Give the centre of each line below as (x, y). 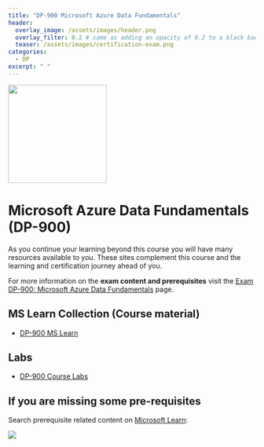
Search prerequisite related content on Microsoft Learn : (98, 420)
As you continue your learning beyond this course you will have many (121, 249)
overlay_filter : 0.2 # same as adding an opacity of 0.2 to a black (130, 37)
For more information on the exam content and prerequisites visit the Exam (131, 280)
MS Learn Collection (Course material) (104, 314)
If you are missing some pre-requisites (105, 401)
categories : (27, 52)
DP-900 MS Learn (49, 333)
